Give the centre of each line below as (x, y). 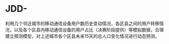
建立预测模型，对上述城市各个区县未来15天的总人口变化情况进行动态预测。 (82, 36)
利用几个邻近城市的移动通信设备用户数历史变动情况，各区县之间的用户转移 (82, 23)
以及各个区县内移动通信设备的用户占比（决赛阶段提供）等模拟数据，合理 (89, 30)
